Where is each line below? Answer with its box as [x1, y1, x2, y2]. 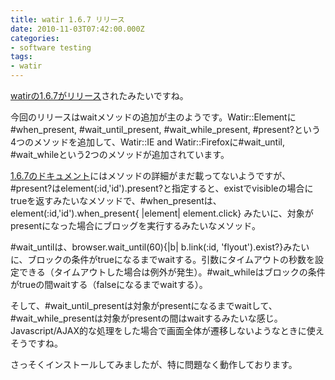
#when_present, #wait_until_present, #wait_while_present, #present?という [10, 124, 321, 135]
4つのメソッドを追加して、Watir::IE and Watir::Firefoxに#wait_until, [10, 136, 286, 148]
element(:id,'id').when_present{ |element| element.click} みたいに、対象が [10, 207, 314, 219]
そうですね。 [10, 337, 63, 349]
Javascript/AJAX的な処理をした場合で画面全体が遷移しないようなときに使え [10, 325, 325, 336]
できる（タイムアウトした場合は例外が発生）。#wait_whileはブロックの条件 [18, 266, 326, 278]
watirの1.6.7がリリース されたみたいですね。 [10, 90, 189, 101]
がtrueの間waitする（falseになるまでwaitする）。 [10, 279, 208, 290]
